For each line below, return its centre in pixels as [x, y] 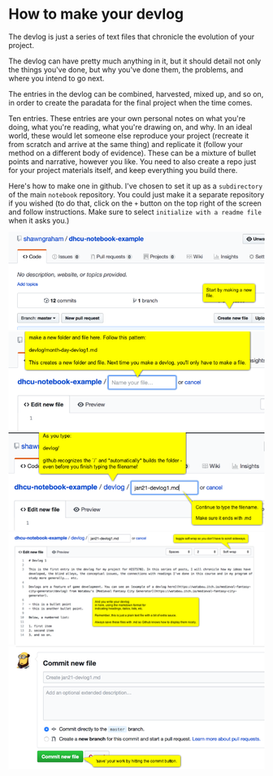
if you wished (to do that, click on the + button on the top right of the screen [135, 203]
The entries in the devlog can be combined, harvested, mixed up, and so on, [136, 93]
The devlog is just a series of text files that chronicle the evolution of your [131, 37]
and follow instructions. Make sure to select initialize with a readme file [135, 211]
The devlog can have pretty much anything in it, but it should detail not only [135, 61]
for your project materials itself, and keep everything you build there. [123, 170]
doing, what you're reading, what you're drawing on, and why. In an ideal [130, 127]
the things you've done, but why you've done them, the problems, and [126, 69]
